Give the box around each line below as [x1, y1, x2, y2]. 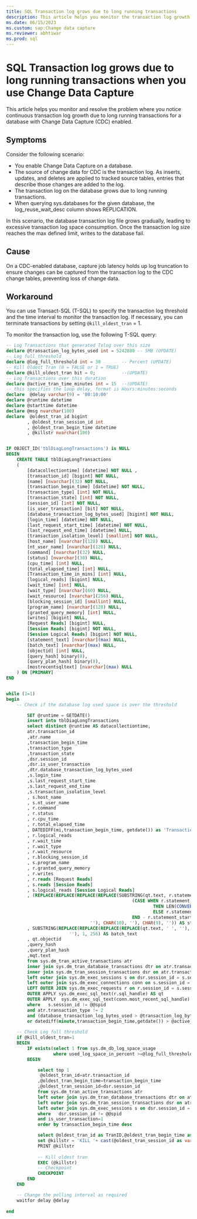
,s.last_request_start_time [27, 778, 96, 784]
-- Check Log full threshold [16, 1029, 88, 1035]
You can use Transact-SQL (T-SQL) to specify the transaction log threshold [6, 307, 188, 314]
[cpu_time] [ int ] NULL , [27, 560, 85, 566]
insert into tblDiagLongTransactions [27, 718, 119, 724]
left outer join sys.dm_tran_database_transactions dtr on [37, 1094, 185, 1100]
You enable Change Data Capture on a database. [14, 162, 133, 169]
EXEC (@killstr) [37, 1160, 77, 1166]
